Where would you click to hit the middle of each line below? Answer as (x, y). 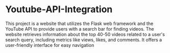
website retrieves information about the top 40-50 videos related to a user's (85, 34)
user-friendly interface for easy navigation (50, 45)
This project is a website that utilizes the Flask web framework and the (79, 23)
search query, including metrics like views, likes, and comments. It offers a (84, 40)
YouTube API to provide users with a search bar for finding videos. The (80, 29)
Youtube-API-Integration (59, 9)
